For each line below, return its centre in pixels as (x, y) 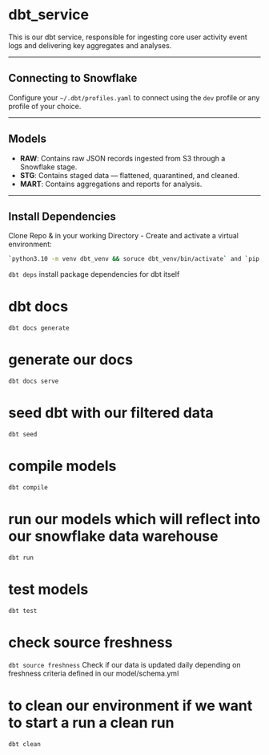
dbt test (23, 611)
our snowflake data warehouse (113, 536)
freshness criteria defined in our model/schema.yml (94, 673)
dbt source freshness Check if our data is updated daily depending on (125, 664)
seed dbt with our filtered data (111, 413)
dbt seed (23, 435)
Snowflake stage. (48, 167)
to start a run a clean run (91, 723)
